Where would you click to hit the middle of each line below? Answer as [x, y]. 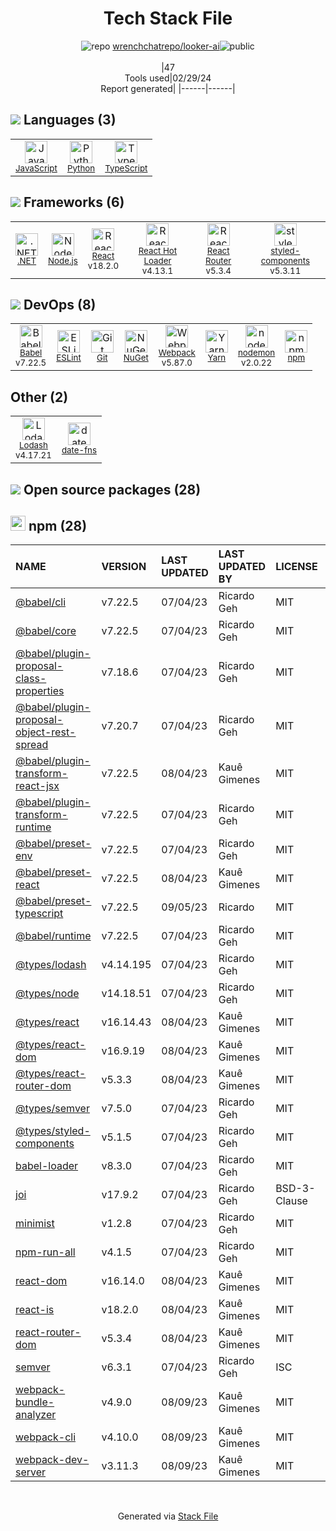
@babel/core [46, 631]
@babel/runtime [53, 936]
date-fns [79, 450]
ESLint [69, 358]
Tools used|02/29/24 [168, 78]
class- [31, 679]
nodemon [256, 353]
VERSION [124, 567]
